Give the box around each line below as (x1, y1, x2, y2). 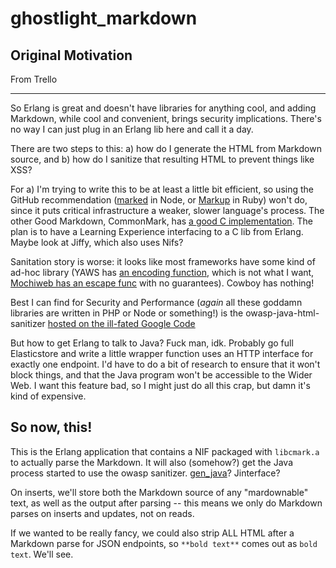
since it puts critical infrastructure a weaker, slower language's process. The (10, 205, 325, 216)
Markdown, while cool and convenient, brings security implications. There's (10, 113, 322, 124)
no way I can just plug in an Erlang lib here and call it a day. (10, 123, 254, 135)
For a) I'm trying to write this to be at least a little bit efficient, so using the (10, 183, 314, 195)
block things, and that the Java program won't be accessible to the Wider (10, 369, 313, 381)
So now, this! (10, 419, 93, 436)
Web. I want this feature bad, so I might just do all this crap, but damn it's (10, 380, 311, 391)
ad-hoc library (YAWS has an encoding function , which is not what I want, (10, 267, 315, 278)
